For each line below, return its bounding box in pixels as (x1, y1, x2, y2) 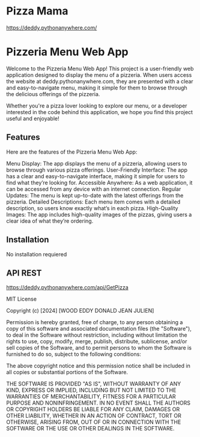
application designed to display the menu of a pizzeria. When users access (6, 71, 192, 79)
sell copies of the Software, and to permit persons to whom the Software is (6, 344, 192, 352)
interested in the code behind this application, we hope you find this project (6, 108, 193, 115)
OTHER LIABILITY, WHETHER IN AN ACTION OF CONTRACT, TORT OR (6, 412, 181, 420)
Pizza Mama (6, 4, 68, 18)
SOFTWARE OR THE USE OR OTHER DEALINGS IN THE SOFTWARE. (6, 425, 175, 432)
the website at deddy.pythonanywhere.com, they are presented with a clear (6, 77, 193, 85)
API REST (6, 268, 42, 278)
